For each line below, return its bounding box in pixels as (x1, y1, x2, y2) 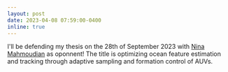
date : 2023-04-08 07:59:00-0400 (7, 17, 101, 24)
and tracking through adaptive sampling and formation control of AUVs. (7, 57, 213, 66)
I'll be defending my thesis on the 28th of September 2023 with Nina (7, 43, 205, 51)
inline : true (7, 23, 45, 30)
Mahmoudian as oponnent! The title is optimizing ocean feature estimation (7, 50, 222, 58)
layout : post (7, 10, 45, 17)
